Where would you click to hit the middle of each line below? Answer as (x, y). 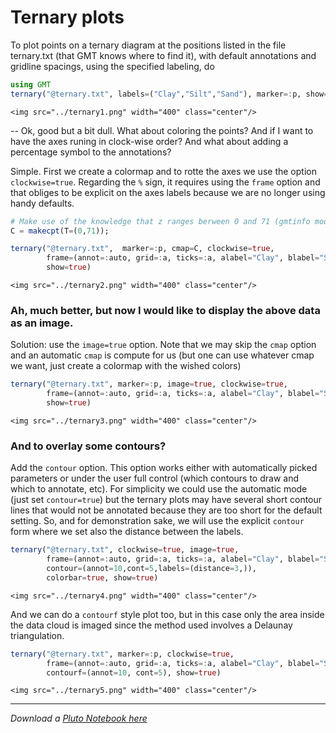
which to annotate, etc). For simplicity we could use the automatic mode (159, 489)
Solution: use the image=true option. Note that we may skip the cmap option (163, 345)
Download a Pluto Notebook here (79, 718)
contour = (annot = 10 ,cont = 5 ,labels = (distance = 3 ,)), (151, 569)
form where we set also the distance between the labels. (127, 532)
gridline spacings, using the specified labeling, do (112, 66)
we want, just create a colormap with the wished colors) (126, 366)
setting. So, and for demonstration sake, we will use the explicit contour (157, 521)
